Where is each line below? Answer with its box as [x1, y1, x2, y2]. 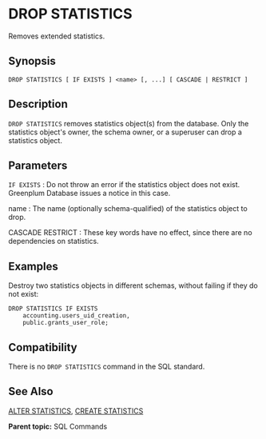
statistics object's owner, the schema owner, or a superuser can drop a [8, 127, 242, 137]
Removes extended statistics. [8, 31, 105, 41]
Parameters [8, 158, 68, 172]
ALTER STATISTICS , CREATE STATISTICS [8, 405, 144, 416]
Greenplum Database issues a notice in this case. [8, 189, 171, 198]
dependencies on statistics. [8, 237, 99, 246]
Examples [8, 259, 58, 273]
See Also [8, 385, 54, 398]
